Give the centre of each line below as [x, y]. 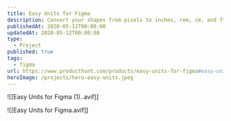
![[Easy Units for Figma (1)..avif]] [53, 97]
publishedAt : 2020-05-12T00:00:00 [57, 26]
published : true [30, 52]
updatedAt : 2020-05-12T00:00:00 [53, 33]
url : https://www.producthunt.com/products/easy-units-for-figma [102, 71]
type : [15, 39]
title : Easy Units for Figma [49, 13]
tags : [15, 58]
